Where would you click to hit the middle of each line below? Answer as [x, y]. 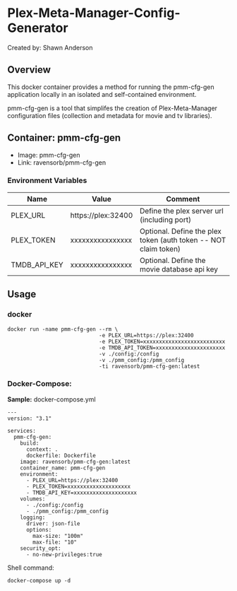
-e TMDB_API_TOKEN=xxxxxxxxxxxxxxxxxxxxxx [162, 348]
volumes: [33, 499]
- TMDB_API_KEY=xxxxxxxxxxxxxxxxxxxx [81, 493]
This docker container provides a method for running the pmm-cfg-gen [111, 87]
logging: [33, 517]
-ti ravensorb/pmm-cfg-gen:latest [149, 366]
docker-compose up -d [39, 580]
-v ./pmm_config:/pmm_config [141, 360]
